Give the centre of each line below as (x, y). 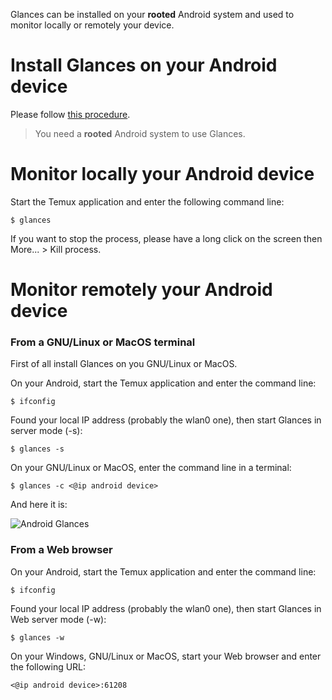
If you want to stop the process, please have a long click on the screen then (166, 238)
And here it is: (39, 505)
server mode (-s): (46, 431)
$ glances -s (37, 449)
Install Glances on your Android (144, 65)
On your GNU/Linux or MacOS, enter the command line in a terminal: (151, 468)
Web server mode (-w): (58, 619)
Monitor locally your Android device (162, 174)
